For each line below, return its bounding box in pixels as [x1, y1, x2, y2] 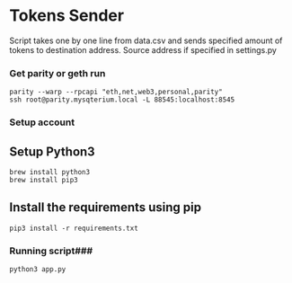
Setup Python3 [9, 144, 96, 159]
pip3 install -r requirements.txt [9, 224, 139, 233]
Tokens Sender [9, 5, 124, 26]
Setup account [9, 116, 75, 128]
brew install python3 [9, 167, 91, 176]
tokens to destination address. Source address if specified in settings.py [9, 44, 277, 55]
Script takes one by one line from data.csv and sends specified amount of [9, 35, 283, 46]
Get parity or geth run [9, 66, 106, 79]
